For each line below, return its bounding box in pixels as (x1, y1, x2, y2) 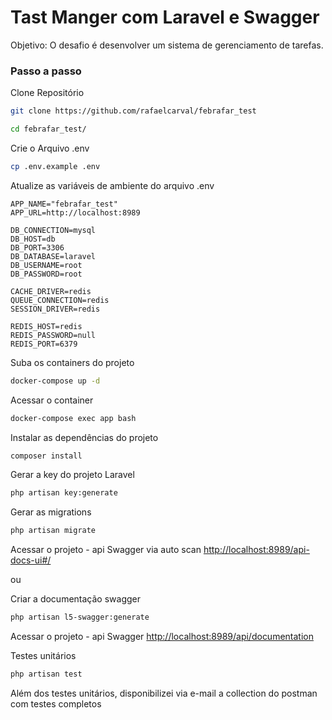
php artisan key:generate (10, 488, 118, 498)
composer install (10, 451, 83, 461)
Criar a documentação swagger (10, 593, 141, 605)
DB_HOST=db (10, 234, 56, 244)
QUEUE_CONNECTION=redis (10, 295, 110, 305)
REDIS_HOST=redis (10, 321, 83, 331)
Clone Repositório (10, 87, 85, 99)
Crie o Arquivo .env (10, 142, 90, 154)
